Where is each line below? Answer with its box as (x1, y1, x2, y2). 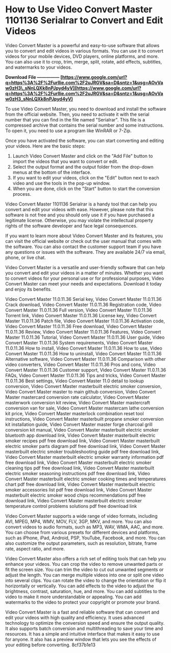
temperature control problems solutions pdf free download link (5, 503, 137, 509)
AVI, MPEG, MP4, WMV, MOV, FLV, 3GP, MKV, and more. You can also (5, 518, 152, 524)
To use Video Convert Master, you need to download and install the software (5, 106, 166, 112)
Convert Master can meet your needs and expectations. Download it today (5, 280, 162, 287)
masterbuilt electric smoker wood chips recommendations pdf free (5, 492, 146, 498)
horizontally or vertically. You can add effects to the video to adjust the (5, 583, 154, 589)
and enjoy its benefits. (5, 286, 52, 292)
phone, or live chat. (5, 254, 46, 260)
